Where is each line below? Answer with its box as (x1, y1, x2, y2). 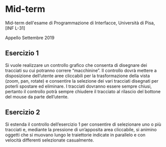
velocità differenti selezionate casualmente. (5, 137, 94, 143)
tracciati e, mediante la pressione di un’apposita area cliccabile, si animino (5, 126, 157, 132)
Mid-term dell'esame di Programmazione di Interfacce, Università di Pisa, (5, 20, 155, 26)
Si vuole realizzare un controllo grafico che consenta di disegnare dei (5, 62, 148, 68)
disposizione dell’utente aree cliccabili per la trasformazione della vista (5, 73, 150, 79)
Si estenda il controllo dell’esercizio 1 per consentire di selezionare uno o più (5, 121, 162, 127)
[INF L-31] (5, 25, 26, 31)
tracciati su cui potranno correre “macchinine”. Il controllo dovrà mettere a (5, 67, 157, 73)
